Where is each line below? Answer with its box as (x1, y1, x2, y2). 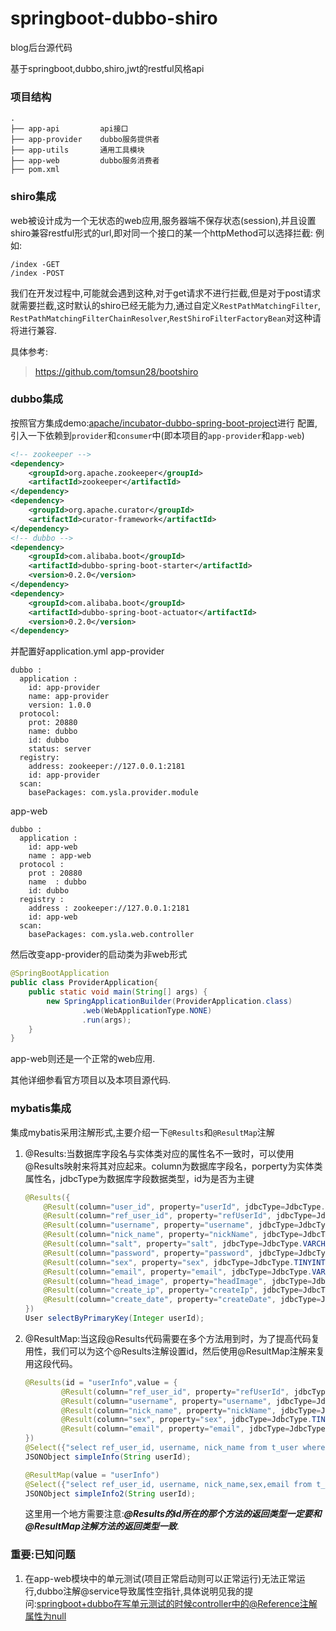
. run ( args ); (81, 1015, 132, 1025)
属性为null (24, 1610, 67, 1622)
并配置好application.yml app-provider (10, 645, 165, 657)
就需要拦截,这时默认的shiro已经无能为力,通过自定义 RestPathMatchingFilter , (10, 299, 322, 311)
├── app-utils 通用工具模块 (10, 145, 145, 156)
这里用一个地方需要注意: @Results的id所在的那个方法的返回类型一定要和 (24, 1508, 322, 1520)
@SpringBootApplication (10, 968, 110, 979)
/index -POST (10, 268, 65, 278)
